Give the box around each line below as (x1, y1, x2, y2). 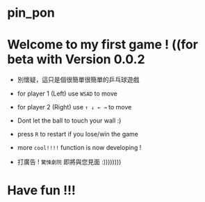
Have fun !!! (7, 182, 76, 199)
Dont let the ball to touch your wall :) (17, 116, 122, 125)
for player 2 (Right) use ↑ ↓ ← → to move (17, 103, 132, 111)
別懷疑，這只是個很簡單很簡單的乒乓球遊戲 (17, 75, 140, 84)
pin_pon (7, 5, 56, 21)
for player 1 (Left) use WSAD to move (17, 89, 118, 98)
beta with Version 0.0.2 (7, 52, 145, 68)
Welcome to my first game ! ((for (7, 37, 198, 53)
